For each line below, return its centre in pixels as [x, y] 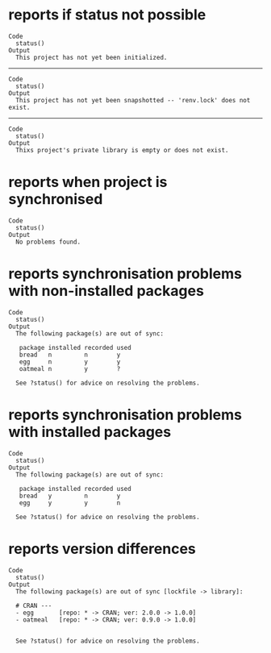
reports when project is [88, 182]
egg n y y [70, 362]
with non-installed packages [106, 291]
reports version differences [102, 549]
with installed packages [90, 432]
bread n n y [70, 355]
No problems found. [48, 242]
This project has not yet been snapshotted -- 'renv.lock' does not [133, 100]
